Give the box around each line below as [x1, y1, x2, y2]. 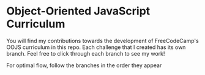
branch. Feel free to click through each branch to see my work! [6, 50, 165, 57]
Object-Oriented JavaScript [6, 4, 151, 18]
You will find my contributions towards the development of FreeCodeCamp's [6, 37, 199, 44]
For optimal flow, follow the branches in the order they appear [6, 62, 162, 69]
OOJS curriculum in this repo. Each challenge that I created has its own [6, 44, 186, 51]
